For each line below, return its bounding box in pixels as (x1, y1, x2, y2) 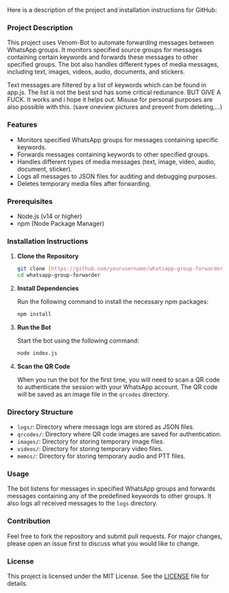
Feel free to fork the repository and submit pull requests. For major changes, (7, 532, 223, 540)
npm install (16, 310, 51, 318)
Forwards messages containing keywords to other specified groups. (16, 150, 210, 159)
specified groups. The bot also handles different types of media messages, (7, 60, 219, 69)
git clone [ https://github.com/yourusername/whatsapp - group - (16, 266, 196, 272)
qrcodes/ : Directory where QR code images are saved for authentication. (16, 430, 221, 438)
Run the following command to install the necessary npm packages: (16, 297, 209, 305)
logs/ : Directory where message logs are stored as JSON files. (16, 422, 195, 431)
